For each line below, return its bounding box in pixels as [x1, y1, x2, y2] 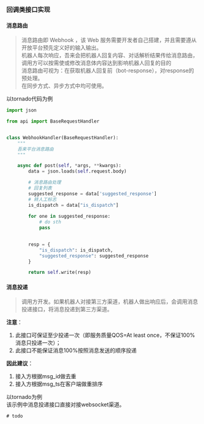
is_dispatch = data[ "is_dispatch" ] [28, 202, 119, 208]
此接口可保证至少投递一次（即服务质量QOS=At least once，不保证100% [15, 331, 195, 339]
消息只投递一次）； [15, 339, 61, 347]
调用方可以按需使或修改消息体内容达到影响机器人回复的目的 [21, 59, 172, 66]
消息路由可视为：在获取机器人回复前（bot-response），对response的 [21, 67, 194, 74]
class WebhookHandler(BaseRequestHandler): [6, 134, 119, 141]
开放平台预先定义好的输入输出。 [21, 44, 102, 51]
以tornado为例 [6, 393, 43, 401]
